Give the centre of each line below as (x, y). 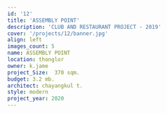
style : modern (28, 92)
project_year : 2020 (36, 99)
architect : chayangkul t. (45, 86)
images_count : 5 (31, 46)
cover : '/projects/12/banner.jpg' (58, 33)
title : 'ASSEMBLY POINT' (44, 20)
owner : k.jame (28, 66)
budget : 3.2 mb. (31, 79)
